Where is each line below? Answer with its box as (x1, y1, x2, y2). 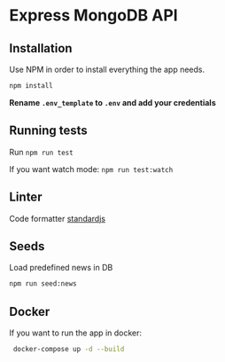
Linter (9, 190, 43, 205)
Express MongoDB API (9, 5, 179, 26)
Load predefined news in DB (9, 263, 113, 273)
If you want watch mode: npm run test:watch (9, 163, 174, 174)
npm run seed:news (9, 279, 77, 288)
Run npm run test (9, 146, 74, 157)
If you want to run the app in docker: (9, 327, 143, 338)
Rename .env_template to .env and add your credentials (9, 97, 216, 107)
